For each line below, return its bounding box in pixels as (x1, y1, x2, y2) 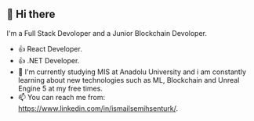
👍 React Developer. (17, 44, 82, 53)
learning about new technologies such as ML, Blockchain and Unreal (17, 75, 240, 84)
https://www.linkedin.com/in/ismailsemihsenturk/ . (17, 103, 179, 113)
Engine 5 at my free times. (17, 84, 103, 93)
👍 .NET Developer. (17, 55, 80, 65)
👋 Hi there (6, 8, 56, 21)
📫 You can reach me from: (17, 92, 106, 101)
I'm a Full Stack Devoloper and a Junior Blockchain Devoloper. (6, 28, 208, 37)
